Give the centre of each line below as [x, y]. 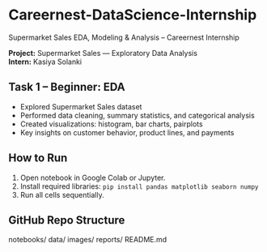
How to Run [38, 158]
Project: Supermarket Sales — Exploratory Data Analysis [103, 53]
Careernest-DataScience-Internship [133, 15]
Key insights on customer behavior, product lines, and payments [127, 132]
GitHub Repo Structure [67, 220]
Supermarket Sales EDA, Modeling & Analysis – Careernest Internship [124, 37]
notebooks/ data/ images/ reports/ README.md [88, 240]
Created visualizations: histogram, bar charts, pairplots [112, 124]
